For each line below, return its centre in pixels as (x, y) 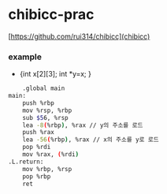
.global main (44, 88)
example (25, 57)
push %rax (39, 132)
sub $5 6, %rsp (45, 118)
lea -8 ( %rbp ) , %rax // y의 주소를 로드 (83, 125)
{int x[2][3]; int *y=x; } (56, 74)
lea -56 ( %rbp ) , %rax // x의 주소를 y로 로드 (91, 140)
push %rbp (39, 103)
